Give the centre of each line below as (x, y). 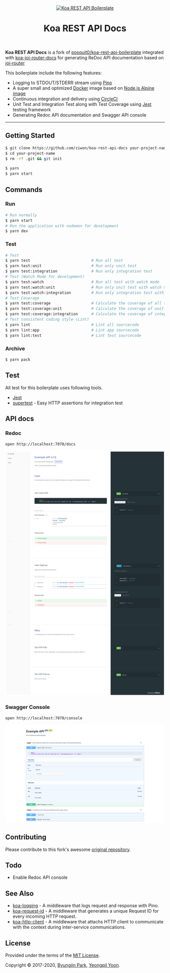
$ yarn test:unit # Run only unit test (71, 266)
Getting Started (30, 136)
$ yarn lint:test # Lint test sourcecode (73, 335)
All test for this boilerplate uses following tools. (54, 388)
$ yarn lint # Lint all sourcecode (72, 325)
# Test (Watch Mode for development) (45, 277)
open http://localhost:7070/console (44, 718)
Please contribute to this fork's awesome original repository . (68, 849)
